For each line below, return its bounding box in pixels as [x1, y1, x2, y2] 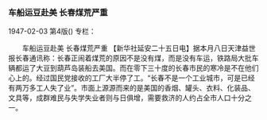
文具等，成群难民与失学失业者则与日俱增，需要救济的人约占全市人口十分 [8, 93, 245, 103]
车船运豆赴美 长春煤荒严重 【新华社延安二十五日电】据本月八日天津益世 [21, 44, 256, 53]
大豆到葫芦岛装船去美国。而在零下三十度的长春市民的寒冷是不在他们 [35, 64, 259, 73]
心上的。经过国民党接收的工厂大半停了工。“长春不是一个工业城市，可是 [8, 73, 242, 83]
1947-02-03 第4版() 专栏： [8, 26, 97, 37]
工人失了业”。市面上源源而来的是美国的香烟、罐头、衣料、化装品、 [35, 83, 256, 93]
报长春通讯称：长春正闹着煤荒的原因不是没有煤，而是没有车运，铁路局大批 [8, 53, 252, 63]
